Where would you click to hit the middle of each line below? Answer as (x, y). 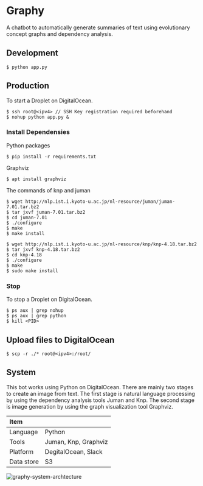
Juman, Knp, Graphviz (76, 442)
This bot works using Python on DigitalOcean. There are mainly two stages (100, 387)
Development (33, 53)
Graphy (25, 11)
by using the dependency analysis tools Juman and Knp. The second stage (100, 400)
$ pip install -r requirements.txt (51, 157)
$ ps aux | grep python (36, 316)
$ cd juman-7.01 (27, 217)
